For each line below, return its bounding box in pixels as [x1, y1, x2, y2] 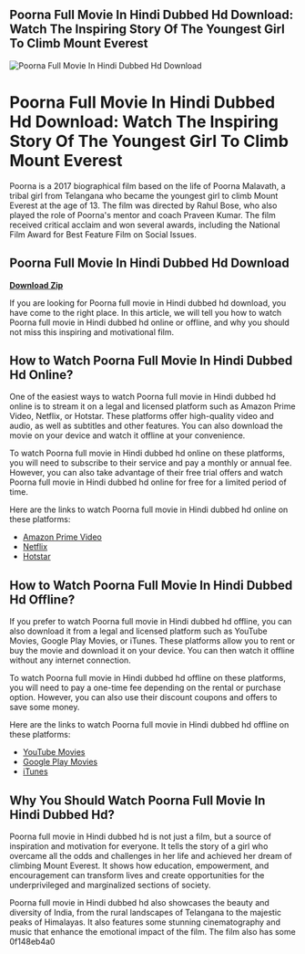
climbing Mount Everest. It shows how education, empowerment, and [9, 860, 269, 871]
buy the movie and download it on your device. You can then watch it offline [9, 645, 295, 656]
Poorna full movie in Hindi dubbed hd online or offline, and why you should [9, 317, 290, 328]
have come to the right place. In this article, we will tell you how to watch [9, 307, 282, 318]
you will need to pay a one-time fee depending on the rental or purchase [9, 682, 281, 693]
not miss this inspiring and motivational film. [9, 326, 175, 337]
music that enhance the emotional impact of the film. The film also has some [9, 927, 296, 937]
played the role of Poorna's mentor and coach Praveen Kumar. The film [9, 209, 276, 220]
